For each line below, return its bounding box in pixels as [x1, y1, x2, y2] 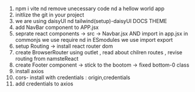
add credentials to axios [15, 80, 73, 87]
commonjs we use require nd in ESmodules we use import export [15, 37, 173, 43]
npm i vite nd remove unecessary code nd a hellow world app [15, 5, 165, 12]
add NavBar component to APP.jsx [15, 24, 99, 31]
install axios [15, 68, 44, 74]
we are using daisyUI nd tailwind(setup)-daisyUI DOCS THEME [15, 18, 167, 24]
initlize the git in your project [15, 11, 85, 18]
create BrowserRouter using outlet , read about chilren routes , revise [15, 49, 183, 55]
